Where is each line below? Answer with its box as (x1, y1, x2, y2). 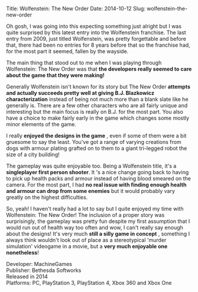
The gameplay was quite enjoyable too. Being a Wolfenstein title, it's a (6, 162, 177, 169)
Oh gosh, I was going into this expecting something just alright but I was (6, 23, 182, 29)
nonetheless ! (6, 249, 40, 256)
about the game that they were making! (6, 72, 105, 78)
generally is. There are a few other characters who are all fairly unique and (6, 102, 188, 109)
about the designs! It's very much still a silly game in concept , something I (6, 230, 190, 237)
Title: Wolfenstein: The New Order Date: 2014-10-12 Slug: (6, 5, 146, 12)
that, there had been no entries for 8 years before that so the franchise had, (6, 41, 190, 48)
